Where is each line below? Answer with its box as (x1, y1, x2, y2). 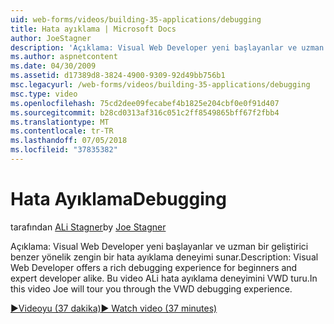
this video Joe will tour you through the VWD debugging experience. (10, 282, 293, 295)
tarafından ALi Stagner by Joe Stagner (10, 221, 167, 233)
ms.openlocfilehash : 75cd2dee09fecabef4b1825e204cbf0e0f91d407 (10, 98, 280, 108)
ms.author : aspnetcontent (10, 52, 118, 62)
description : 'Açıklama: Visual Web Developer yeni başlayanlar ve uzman (10, 42, 325, 53)
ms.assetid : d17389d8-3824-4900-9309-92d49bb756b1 (10, 71, 226, 81)
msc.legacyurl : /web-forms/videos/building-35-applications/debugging (10, 80, 311, 90)
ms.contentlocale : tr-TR (10, 126, 114, 136)
